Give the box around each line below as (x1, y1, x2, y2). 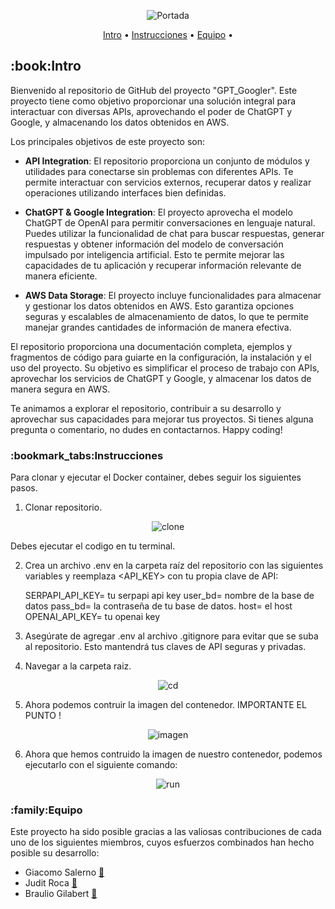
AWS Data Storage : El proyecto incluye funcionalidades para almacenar (24, 289, 322, 301)
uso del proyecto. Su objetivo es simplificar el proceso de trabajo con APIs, (10, 361, 320, 374)
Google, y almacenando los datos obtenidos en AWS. (10, 116, 230, 128)
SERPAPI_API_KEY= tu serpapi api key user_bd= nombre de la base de (24, 590, 315, 602)
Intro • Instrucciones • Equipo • (102, 29, 234, 40)
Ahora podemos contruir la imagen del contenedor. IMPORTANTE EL (24, 699, 307, 711)
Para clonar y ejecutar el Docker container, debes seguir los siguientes (10, 471, 302, 484)
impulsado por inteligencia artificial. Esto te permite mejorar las (24, 248, 285, 260)
